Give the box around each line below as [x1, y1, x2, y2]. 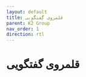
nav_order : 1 [6, 25, 39, 32]
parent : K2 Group [6, 20, 50, 26]
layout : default [6, 8, 47, 15]
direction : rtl [6, 32, 45, 38]
